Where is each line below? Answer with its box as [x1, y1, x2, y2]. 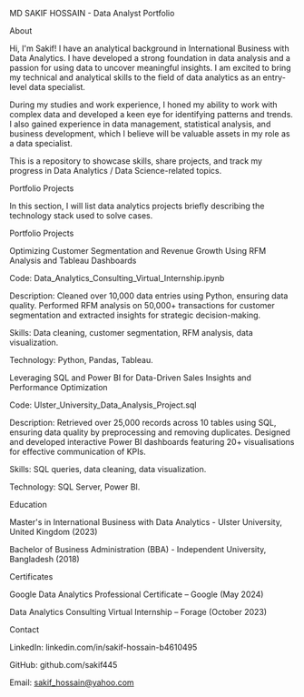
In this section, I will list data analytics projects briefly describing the [9, 200, 265, 211]
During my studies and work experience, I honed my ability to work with [9, 99, 279, 110]
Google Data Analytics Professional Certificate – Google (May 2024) [9, 589, 264, 600]
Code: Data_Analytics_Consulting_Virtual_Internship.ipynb [9, 273, 225, 283]
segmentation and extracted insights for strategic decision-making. [9, 309, 261, 320]
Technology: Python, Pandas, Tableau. [9, 355, 153, 365]
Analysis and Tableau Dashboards [9, 255, 137, 266]
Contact [9, 624, 39, 635]
